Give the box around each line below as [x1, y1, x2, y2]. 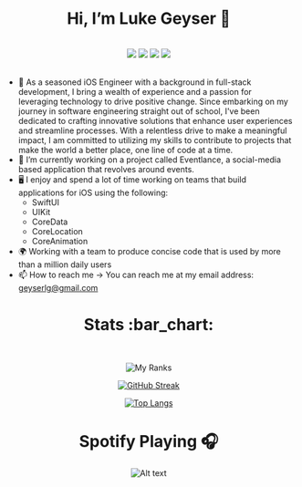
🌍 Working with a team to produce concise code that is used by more [17, 245, 281, 256]
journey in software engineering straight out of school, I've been [17, 105, 260, 117]
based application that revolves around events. [17, 163, 194, 174]
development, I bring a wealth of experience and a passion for [17, 86, 253, 97]
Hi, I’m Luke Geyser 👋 [67, 8, 231, 29]
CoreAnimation [31, 235, 89, 246]
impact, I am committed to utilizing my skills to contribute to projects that [17, 134, 292, 145]
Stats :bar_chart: [83, 315, 214, 336]
